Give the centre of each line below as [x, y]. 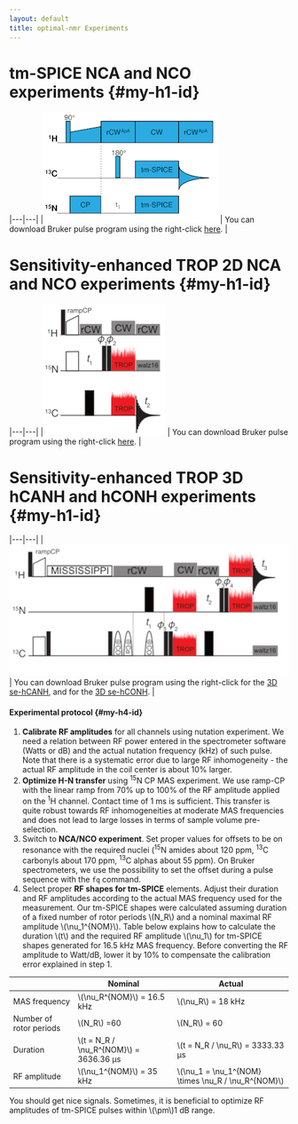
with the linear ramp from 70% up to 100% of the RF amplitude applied [151, 789]
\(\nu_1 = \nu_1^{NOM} [219, 1072]
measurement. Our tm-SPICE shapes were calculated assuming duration [154, 907]
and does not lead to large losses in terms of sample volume [132, 819]
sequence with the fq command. [82, 879]
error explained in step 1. [67, 964]
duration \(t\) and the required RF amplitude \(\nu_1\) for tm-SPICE [142, 936]
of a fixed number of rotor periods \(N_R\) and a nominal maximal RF [147, 917]
